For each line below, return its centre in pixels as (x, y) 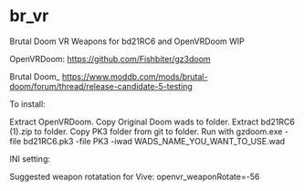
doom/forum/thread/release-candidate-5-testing (101, 86)
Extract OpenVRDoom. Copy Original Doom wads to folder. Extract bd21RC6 (152, 122)
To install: (27, 104)
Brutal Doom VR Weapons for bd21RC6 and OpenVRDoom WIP (127, 41)
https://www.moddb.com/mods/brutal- (135, 76)
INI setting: (30, 159)
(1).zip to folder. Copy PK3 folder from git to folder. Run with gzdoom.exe (146, 131)
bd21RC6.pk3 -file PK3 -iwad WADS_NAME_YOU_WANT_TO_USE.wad (154, 141)
